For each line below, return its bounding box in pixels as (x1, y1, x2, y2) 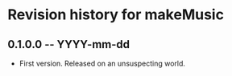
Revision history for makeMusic (7, 6, 225, 24)
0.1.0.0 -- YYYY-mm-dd (7, 38, 130, 51)
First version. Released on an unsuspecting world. (19, 58, 186, 68)
